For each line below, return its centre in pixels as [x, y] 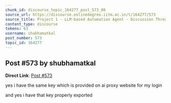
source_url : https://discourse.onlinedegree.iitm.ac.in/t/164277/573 [81, 15]
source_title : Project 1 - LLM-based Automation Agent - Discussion [79, 19]
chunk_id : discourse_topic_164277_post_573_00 [55, 10]
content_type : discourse [32, 24]
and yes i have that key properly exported [49, 95]
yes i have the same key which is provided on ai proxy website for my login [84, 85]
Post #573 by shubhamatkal [50, 63]
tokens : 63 [17, 29]
